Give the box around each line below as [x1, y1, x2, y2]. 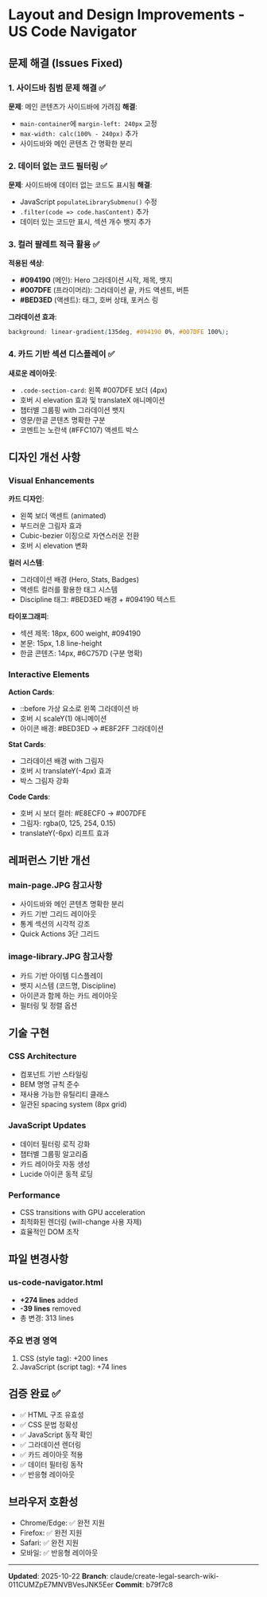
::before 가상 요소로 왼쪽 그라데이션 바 [19, 703, 139, 713]
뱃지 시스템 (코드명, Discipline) [19, 981, 117, 990]
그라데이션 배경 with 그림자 [19, 756, 105, 765]
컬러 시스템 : [8, 558, 44, 568]
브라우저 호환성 [8, 1495, 79, 1508]
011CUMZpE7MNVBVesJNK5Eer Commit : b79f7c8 [8, 1579, 173, 1589]
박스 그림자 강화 [19, 776, 69, 785]
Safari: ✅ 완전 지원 [19, 1537, 79, 1548]
